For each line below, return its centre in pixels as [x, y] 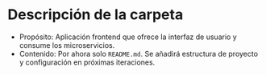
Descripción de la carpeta [96, 15]
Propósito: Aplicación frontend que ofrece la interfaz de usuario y [128, 37]
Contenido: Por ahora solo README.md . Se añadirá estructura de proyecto [139, 53]
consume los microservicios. [67, 45]
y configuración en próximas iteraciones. [87, 62]
